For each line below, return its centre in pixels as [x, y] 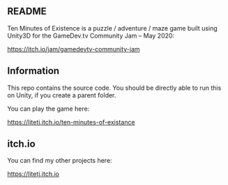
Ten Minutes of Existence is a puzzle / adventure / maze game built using [112, 28]
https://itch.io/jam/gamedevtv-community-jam [74, 49]
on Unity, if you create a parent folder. [62, 95]
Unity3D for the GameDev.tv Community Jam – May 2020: [91, 35]
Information [33, 71]
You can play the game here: [48, 108]
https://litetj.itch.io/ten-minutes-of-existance [71, 122]
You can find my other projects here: [60, 161]
